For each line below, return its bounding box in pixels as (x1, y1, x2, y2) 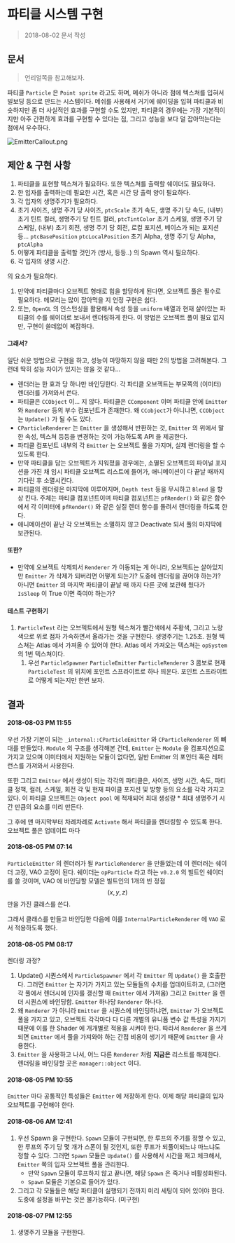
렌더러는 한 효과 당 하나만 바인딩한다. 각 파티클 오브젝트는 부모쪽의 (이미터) (17, 379, 222, 388)
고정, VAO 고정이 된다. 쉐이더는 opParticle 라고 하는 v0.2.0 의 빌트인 (14, 867, 206, 876)
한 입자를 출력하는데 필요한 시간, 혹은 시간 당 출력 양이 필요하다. (17, 188, 191, 196)
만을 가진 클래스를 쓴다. (7, 899, 71, 908)
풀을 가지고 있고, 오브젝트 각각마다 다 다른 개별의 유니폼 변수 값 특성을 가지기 (17, 1015, 227, 1024)
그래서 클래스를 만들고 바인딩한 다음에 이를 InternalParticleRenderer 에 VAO (7, 914, 219, 923)
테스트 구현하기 (7, 606, 49, 615)
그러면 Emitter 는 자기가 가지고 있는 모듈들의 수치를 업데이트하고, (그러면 (27, 980, 226, 989)
